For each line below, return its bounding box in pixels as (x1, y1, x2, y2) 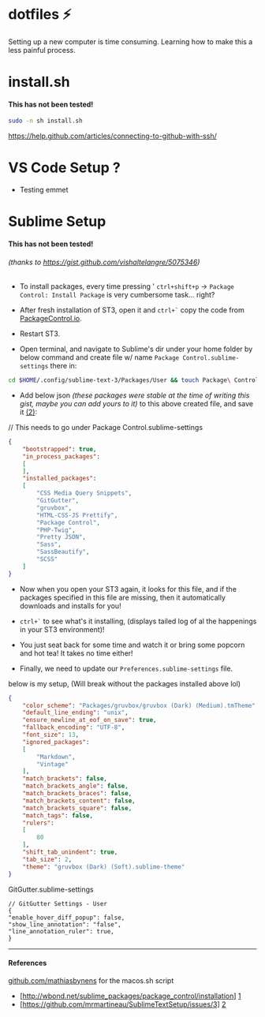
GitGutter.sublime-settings (8, 884, 94, 894)
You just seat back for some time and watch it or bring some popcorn (19, 640, 245, 649)
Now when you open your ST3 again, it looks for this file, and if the (19, 584, 237, 593)
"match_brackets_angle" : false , (22, 782, 129, 791)
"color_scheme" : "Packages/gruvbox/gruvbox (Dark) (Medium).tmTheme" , (22, 701, 259, 709)
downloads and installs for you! (19, 600, 121, 611)
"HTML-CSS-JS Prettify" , (36, 511, 118, 519)
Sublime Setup (8, 213, 106, 230)
